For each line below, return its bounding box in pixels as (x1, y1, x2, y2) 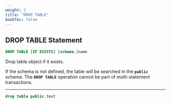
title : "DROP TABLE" (5, 12, 49, 17)
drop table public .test (5, 94, 56, 99)
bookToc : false (5, 17, 38, 22)
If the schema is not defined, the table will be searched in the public (5, 68, 149, 74)
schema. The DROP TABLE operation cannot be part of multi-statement (5, 74, 150, 80)
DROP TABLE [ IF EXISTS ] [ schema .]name (5, 49, 88, 55)
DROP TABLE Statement (5, 36, 82, 44)
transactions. (5, 80, 33, 86)
